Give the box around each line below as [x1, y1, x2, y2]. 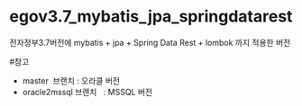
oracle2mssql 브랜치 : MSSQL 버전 [22, 86, 153, 97]
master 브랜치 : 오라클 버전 [22, 75, 120, 86]
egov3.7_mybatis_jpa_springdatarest [9, 6, 293, 27]
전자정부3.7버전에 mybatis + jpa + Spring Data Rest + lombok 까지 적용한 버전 [9, 37, 291, 48]
